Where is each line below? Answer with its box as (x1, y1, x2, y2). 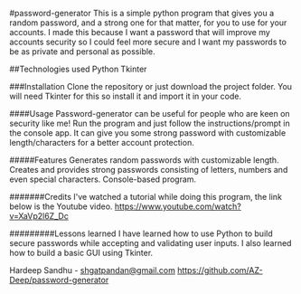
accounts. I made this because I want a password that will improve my (9, 27, 271, 37)
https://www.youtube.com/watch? (114, 201, 242, 212)
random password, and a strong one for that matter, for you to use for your (9, 17, 287, 28)
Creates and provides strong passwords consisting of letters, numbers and (9, 165, 288, 175)
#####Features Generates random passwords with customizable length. (9, 155, 279, 166)
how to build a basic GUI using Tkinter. (9, 248, 154, 258)
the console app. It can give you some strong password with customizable (9, 128, 287, 138)
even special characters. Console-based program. (9, 174, 197, 185)
